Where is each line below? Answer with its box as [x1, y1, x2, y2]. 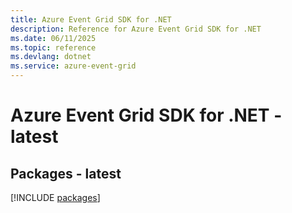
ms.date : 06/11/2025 [10, 33, 97, 43]
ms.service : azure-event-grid [10, 61, 137, 71]
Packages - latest [10, 165, 122, 182]
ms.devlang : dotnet [10, 52, 92, 62]
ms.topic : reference [10, 42, 97, 53]
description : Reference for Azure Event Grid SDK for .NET [10, 24, 262, 34]
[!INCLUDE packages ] [10, 192, 101, 203]
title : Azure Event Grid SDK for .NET [10, 14, 172, 25]
